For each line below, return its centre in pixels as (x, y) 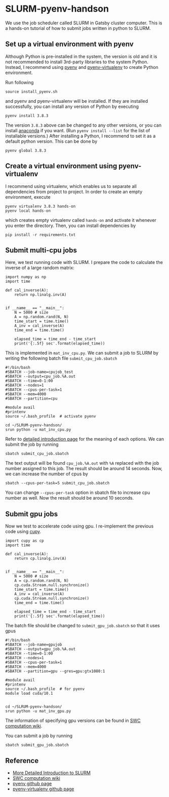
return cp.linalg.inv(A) (40, 559)
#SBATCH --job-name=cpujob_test (39, 372)
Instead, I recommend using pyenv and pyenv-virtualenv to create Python (82, 67)
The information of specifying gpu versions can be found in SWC (73, 720)
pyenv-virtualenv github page (43, 789)
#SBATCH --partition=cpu (31, 399)
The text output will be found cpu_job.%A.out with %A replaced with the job (82, 463)
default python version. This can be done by (51, 141)
